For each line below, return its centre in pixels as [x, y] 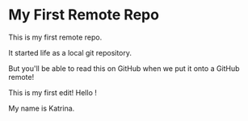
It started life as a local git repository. [70, 52]
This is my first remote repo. [55, 37]
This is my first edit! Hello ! [53, 92]
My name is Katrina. [42, 108]
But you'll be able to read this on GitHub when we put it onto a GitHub [124, 68]
